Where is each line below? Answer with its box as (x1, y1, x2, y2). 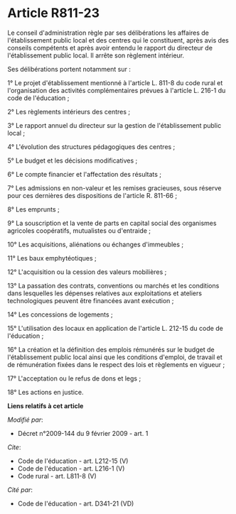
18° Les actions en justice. (7, 388, 84, 396)
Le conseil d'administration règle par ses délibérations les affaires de (7, 28, 210, 37)
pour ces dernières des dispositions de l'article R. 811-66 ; (7, 191, 178, 199)
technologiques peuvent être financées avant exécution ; (7, 296, 174, 305)
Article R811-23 (7, 5, 100, 21)
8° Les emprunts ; (7, 204, 60, 214)
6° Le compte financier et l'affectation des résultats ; (7, 170, 162, 178)
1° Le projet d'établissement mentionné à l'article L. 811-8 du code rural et (7, 78, 223, 87)
